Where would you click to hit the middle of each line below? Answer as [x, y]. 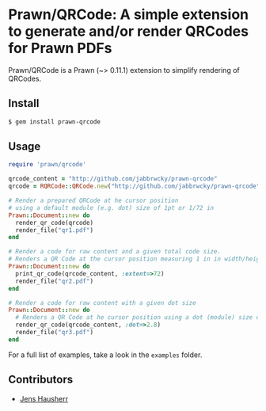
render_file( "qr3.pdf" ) [54, 333]
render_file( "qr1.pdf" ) [54, 230]
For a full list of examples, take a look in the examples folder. [105, 355]
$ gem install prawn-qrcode [55, 122]
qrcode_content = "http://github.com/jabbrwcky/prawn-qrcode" [113, 179]
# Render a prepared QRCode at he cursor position [93, 201]
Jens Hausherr [44, 398]
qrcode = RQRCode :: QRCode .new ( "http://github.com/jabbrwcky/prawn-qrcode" [134, 186]
